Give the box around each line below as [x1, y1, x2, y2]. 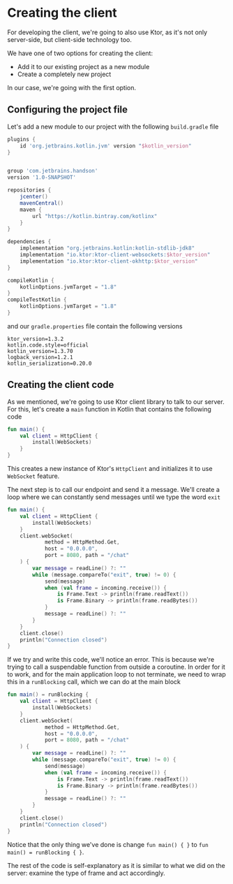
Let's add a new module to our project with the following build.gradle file [7, 122, 219, 131]
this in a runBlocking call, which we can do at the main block [7, 678, 181, 686]
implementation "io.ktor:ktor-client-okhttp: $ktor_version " [20, 257, 198, 265]
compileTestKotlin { [7, 296, 68, 303]
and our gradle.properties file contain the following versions [7, 321, 183, 330]
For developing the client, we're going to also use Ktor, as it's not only [7, 28, 208, 36]
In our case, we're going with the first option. [7, 83, 137, 92]
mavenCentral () [20, 199, 64, 207]
